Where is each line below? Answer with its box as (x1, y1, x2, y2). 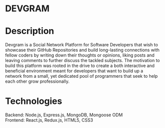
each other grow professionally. (5, 78, 70, 84)
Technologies (5, 96, 63, 107)
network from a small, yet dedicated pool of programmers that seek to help (5, 73, 158, 79)
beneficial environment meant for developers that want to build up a (5, 68, 143, 74)
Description (5, 26, 54, 37)
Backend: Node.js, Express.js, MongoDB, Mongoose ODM (5, 112, 123, 118)
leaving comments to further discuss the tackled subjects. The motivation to (5, 58, 160, 64)
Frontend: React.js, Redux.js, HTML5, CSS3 (5, 117, 93, 123)
